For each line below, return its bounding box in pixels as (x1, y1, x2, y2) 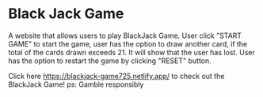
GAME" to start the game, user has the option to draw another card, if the (8, 39, 248, 48)
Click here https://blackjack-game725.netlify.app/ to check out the (8, 71, 225, 80)
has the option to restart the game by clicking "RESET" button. (8, 56, 212, 65)
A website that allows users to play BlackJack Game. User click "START (8, 31, 242, 40)
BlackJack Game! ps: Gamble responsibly (8, 80, 144, 89)
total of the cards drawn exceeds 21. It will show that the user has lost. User (8, 47, 255, 57)
